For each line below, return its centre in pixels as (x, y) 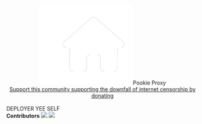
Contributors (23, 116)
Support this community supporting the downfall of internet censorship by (103, 89)
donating (103, 96)
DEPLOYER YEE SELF (33, 108)
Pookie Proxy (150, 83)
